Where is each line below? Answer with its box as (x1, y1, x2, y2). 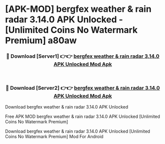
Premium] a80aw (5, 35, 77, 46)
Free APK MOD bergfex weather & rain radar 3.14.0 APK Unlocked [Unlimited (5, 113, 160, 119)
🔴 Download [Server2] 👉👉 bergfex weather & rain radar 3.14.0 (5, 85, 160, 92)
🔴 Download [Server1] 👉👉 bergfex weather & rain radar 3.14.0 (6, 53, 160, 60)
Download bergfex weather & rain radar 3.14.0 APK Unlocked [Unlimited (5, 128, 150, 134)
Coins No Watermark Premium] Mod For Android (5, 133, 103, 139)
